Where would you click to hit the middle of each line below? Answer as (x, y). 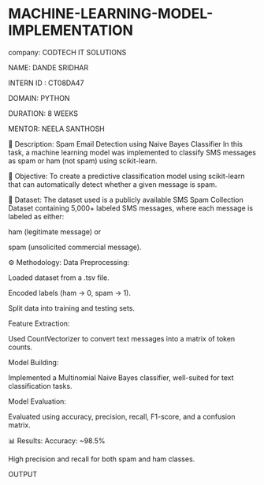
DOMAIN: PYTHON (39, 98)
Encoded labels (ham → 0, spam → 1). (70, 293)
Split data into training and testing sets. (72, 308)
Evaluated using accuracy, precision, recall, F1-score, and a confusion (122, 416)
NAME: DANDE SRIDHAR (48, 67)
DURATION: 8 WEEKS (43, 113)
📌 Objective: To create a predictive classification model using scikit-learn (126, 176)
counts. (20, 347)
